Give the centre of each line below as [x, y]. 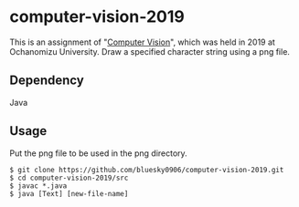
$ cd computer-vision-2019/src [69, 178]
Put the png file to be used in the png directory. [98, 153]
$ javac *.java [38, 186]
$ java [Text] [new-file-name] [69, 193]
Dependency [47, 81]
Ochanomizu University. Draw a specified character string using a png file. [150, 51]
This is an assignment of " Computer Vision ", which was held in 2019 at [143, 42]
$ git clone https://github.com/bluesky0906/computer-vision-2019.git [147, 170]
